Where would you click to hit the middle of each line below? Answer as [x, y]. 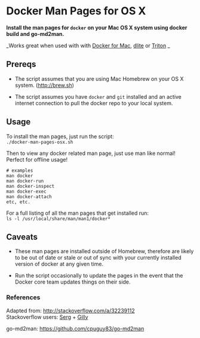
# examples [20, 170]
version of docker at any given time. [59, 264]
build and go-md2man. [35, 34]
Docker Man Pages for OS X [76, 11]
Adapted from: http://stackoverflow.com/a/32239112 [71, 310]
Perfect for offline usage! [37, 159]
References [23, 297]
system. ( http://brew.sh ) [44, 85]
